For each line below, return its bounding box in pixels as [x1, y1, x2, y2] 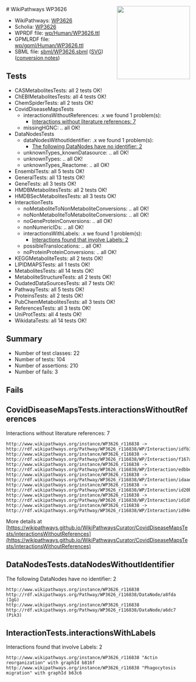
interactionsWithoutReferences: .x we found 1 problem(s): [23, 111, 162, 119]
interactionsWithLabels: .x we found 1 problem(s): [23, 229, 142, 237]
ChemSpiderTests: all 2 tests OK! [14, 99, 94, 106]
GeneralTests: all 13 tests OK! [14, 174, 85, 181]
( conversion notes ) [14, 54, 60, 61]
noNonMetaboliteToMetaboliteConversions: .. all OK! [23, 211, 149, 218]
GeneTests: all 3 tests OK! [14, 180, 77, 187]
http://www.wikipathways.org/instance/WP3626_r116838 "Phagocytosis [6, 665, 176, 671]
